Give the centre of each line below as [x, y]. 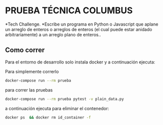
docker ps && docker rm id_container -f [48, 117]
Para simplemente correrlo [32, 71]
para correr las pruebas [29, 90]
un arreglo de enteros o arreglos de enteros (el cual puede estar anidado [79, 29]
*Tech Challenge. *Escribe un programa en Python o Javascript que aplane [82, 24]
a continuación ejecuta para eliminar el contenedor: [57, 108]
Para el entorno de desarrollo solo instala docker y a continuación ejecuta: [80, 62]
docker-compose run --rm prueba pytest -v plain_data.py [65, 99]
